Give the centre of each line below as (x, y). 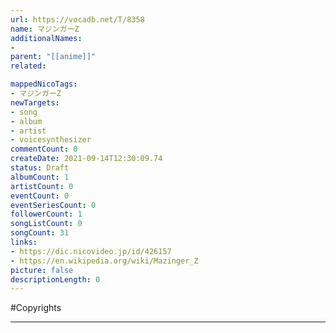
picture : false (42, 270)
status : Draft (40, 168)
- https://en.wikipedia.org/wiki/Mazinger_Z (104, 261)
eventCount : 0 (40, 196)
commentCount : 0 (44, 149)
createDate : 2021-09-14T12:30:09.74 (86, 159)
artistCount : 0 (42, 186)
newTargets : (35, 102)
